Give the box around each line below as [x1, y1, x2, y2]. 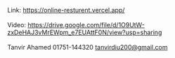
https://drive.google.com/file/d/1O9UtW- [27, 21, 145, 29]
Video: [7, 21, 27, 29]
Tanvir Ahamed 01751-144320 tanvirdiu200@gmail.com [7, 43, 168, 51]
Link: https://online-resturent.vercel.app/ [7, 6, 125, 14]
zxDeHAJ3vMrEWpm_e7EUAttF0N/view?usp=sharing [7, 28, 162, 36]
